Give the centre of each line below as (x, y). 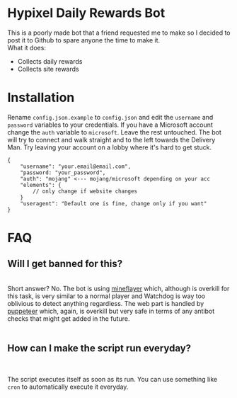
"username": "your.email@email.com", (76, 166)
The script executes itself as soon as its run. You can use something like (112, 379)
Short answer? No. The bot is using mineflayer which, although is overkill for (118, 288)
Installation (41, 98)
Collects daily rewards (50, 61)
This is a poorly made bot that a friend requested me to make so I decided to (119, 33)
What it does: (27, 47)
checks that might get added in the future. (69, 318)
